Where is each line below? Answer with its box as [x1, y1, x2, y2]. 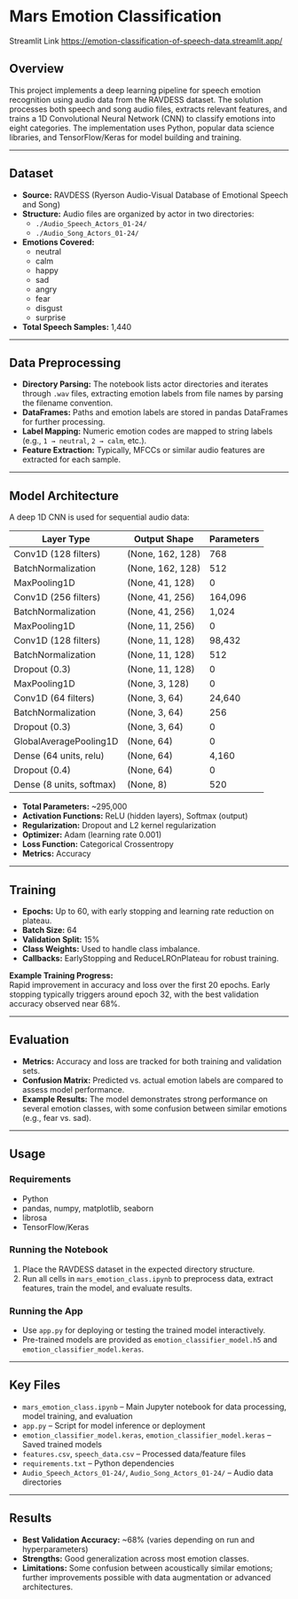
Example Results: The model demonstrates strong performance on [21, 1093, 269, 1104]
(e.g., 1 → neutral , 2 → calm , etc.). [21, 435, 147, 446]
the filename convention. [21, 397, 114, 409]
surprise [35, 312, 67, 323]
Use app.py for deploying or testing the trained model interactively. [21, 1325, 266, 1336]
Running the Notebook [9, 1243, 108, 1256]
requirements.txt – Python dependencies [21, 1457, 175, 1469]
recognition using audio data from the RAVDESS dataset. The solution [9, 94, 263, 105]
